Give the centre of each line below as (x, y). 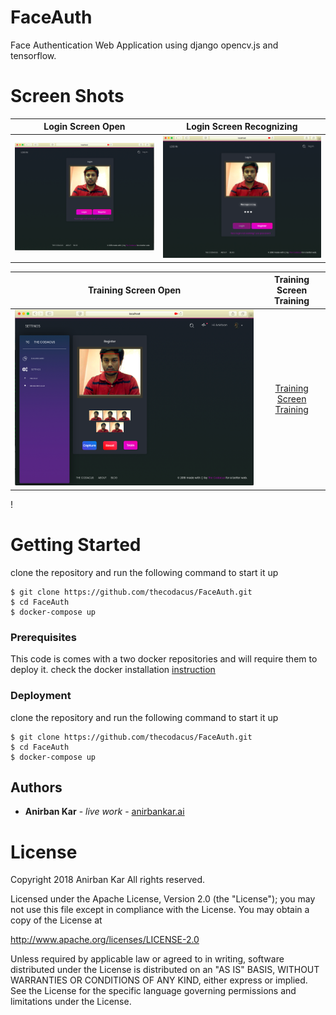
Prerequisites (43, 637)
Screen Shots (67, 96)
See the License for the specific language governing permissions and (153, 991)
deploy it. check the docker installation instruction (113, 670)
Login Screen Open (84, 127)
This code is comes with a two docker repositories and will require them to (164, 659)
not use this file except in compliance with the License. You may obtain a (160, 910)
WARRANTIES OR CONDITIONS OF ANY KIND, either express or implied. (159, 980)
